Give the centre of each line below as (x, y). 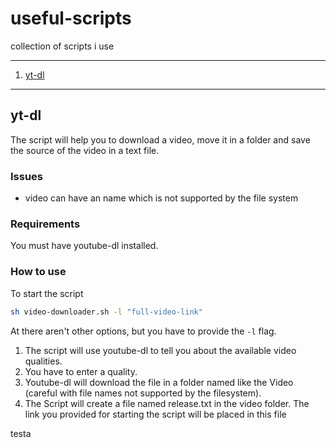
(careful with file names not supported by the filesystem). (143, 393)
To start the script (47, 293)
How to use (38, 272)
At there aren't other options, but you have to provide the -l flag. (143, 331)
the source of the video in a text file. (85, 150)
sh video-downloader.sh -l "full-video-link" (106, 312)
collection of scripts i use (62, 46)
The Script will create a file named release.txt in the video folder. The (167, 403)
